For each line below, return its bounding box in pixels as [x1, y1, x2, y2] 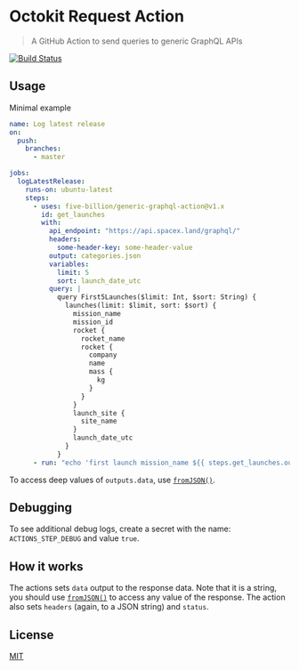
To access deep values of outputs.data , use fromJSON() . [9, 474, 216, 485]
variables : [48, 260, 90, 269]
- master [32, 153, 66, 162]
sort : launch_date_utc [56, 276, 141, 286]
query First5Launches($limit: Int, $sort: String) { [56, 293, 256, 302]
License [9, 627, 54, 642]
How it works [9, 559, 84, 574]
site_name [80, 416, 117, 426]
